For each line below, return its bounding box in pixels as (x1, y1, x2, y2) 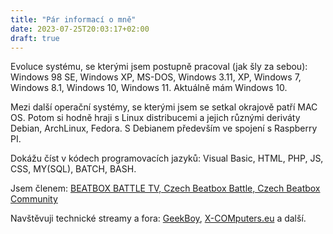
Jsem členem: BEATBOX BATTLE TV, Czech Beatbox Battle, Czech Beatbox (10, 182, 321, 195)
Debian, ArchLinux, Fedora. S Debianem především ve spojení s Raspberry (10, 122, 318, 135)
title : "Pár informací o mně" (10, 14, 137, 25)
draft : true (10, 33, 60, 43)
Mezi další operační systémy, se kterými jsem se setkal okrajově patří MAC (10, 101, 318, 113)
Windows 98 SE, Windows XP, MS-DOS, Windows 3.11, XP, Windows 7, (10, 71, 302, 83)
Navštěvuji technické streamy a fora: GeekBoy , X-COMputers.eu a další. (10, 212, 307, 225)
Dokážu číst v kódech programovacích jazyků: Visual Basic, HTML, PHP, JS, (10, 152, 324, 165)
